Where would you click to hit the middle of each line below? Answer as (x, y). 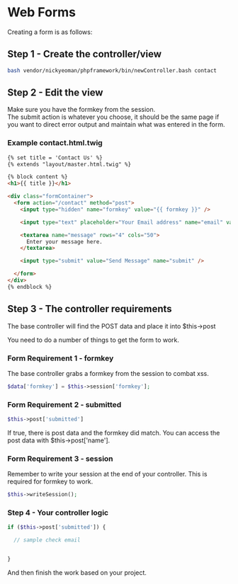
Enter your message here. (64, 241)
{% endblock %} (30, 287)
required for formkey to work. (50, 481)
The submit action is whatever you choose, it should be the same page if (113, 117)
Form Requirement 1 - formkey (61, 358)
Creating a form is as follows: (50, 32)
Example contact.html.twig (55, 143)
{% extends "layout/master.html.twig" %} (69, 164)
